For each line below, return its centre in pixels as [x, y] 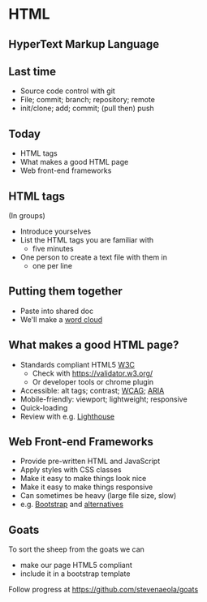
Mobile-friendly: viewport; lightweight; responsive [104, 399]
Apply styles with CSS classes [71, 470]
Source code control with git [67, 91]
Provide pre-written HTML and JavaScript [90, 461]
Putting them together [66, 292]
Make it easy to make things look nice [83, 479]
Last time [32, 71]
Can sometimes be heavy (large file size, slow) [98, 496]
